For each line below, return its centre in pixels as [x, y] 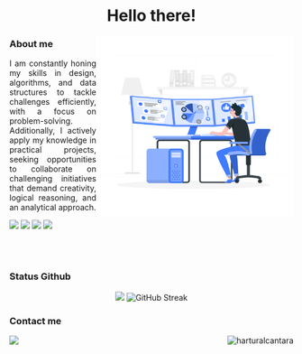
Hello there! [151, 16]
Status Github [40, 276]
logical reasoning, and [53, 198]
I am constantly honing [53, 63]
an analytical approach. [53, 208]
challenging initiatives [53, 179]
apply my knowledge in [53, 140]
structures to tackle [53, 92]
